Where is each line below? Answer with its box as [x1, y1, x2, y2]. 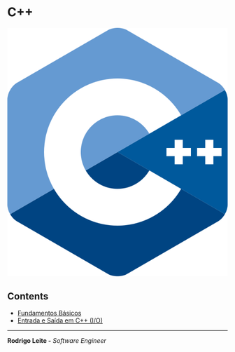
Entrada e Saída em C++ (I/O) [17, 316, 104, 325]
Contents [7, 290, 49, 302]
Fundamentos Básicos [17, 309, 82, 318]
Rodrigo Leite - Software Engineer [7, 337, 107, 345]
